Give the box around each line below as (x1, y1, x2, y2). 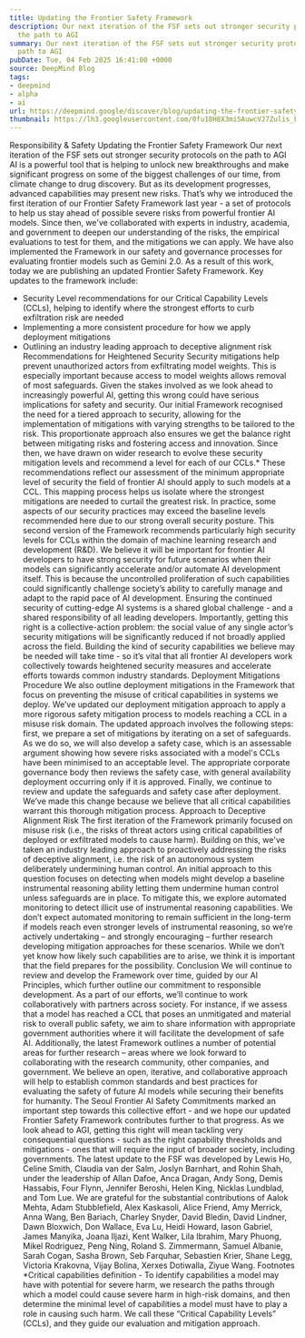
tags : (9, 73, 30, 82)
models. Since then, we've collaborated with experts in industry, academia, (9, 218, 290, 228)
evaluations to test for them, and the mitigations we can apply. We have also (9, 237, 294, 248)
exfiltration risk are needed (22, 312, 124, 323)
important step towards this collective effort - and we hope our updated (22, 1105, 291, 1116)
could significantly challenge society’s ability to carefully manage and (22, 583, 283, 594)
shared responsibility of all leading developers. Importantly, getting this (22, 612, 289, 623)
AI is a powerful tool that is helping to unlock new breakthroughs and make (9, 159, 290, 170)
